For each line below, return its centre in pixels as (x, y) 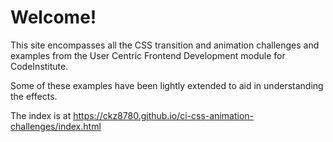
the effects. (34, 96)
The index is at (41, 115)
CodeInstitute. (39, 66)
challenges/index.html (56, 126)
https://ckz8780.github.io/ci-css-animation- (163, 115)
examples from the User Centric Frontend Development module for (148, 55)
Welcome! (53, 17)
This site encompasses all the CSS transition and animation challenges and (165, 45)
